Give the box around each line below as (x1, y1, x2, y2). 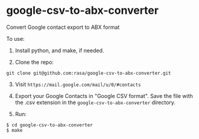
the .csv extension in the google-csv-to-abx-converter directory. (14, 99, 176, 106)
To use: (6, 35, 25, 42)
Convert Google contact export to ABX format (6, 23, 120, 31)
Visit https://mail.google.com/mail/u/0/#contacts (14, 81, 141, 88)
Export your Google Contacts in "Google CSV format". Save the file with (14, 92, 193, 99)
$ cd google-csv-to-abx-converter (6, 122, 93, 128)
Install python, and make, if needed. (14, 46, 104, 54)
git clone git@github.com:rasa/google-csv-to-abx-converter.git (6, 70, 171, 76)
